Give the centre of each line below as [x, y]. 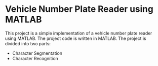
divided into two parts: [28, 43]
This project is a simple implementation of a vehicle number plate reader [79, 33]
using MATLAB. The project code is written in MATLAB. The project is [76, 38]
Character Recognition [35, 58]
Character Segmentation [37, 53]
